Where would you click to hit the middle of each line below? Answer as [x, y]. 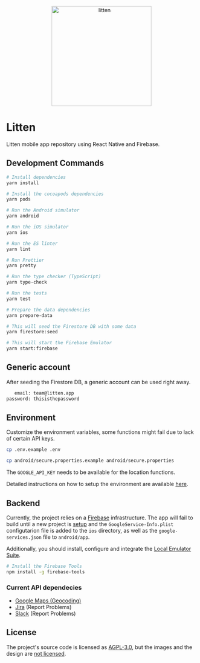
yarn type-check [27, 282]
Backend [23, 503]
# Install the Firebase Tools [44, 566]
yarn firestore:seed [32, 332]
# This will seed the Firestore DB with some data [71, 326]
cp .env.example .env [34, 450]
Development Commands [55, 163]
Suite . [14, 555]
